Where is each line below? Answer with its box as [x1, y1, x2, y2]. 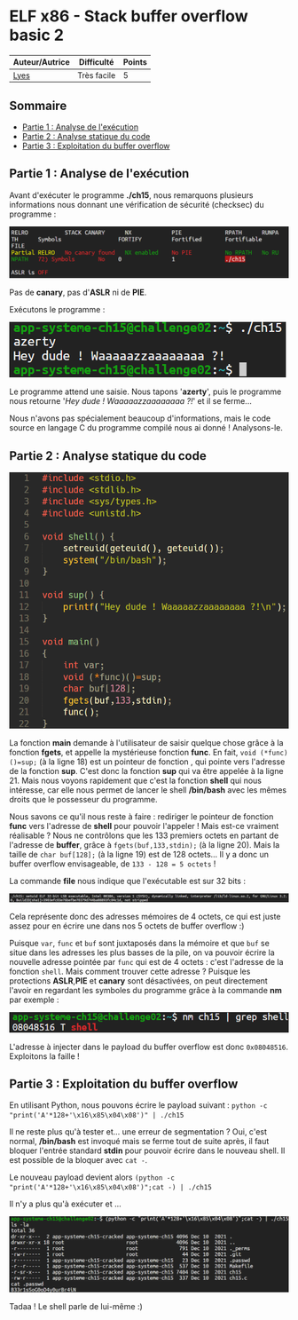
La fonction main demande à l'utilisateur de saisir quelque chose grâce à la [9, 737, 284, 747]
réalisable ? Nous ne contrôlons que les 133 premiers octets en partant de [9, 830, 279, 841]
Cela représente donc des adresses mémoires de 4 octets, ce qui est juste [9, 911, 281, 921]
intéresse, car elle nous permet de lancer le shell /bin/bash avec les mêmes [9, 784, 286, 795]
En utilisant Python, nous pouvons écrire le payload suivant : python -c [9, 1100, 268, 1111]
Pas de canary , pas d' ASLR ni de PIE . [9, 287, 147, 298]
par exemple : [9, 994, 59, 1005]
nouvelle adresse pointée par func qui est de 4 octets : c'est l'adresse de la [9, 956, 284, 967]
